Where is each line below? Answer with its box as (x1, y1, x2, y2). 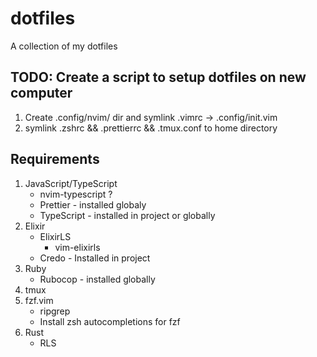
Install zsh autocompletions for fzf (39, 315, 181, 327)
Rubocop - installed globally (39, 273, 156, 285)
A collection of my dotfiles (10, 40, 118, 52)
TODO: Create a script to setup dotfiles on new (10, 69, 307, 86)
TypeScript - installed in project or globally (39, 209, 216, 221)
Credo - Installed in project (39, 252, 151, 264)
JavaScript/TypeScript (24, 177, 118, 189)
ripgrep (39, 305, 71, 317)
